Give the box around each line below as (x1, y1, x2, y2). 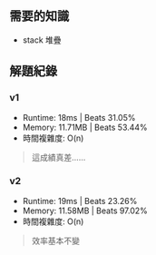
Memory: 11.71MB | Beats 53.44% (22, 122, 148, 132)
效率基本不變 (31, 235, 80, 246)
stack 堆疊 (22, 34, 62, 45)
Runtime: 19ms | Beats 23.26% (22, 195, 138, 206)
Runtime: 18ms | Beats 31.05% (22, 112, 136, 123)
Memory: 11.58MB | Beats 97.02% (22, 205, 148, 216)
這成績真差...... (31, 152, 86, 162)
